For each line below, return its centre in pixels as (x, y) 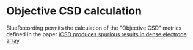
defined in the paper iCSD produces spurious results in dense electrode (97, 34)
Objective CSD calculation (74, 11)
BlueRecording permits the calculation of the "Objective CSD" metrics (94, 28)
